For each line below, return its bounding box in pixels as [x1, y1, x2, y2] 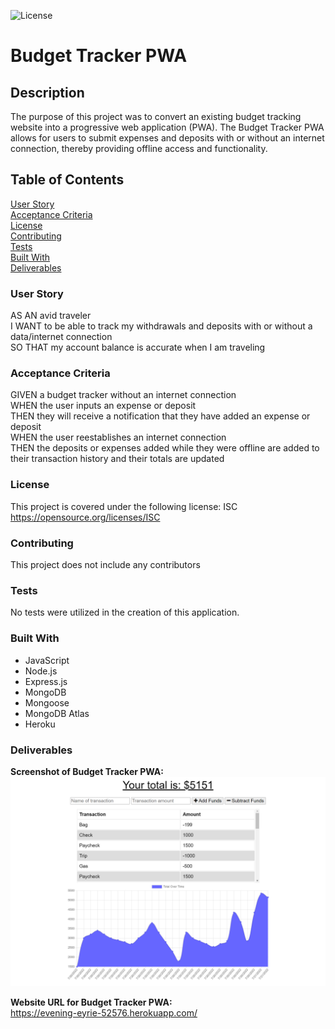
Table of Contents [10, 171, 125, 189]
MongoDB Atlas [24, 707, 90, 719]
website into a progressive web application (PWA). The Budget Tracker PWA [10, 121, 325, 133]
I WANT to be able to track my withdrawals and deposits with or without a [10, 320, 313, 332]
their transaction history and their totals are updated [10, 453, 225, 465]
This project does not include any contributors [10, 559, 201, 570]
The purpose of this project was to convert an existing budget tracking [10, 111, 302, 122]
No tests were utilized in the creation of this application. [10, 606, 240, 619]
